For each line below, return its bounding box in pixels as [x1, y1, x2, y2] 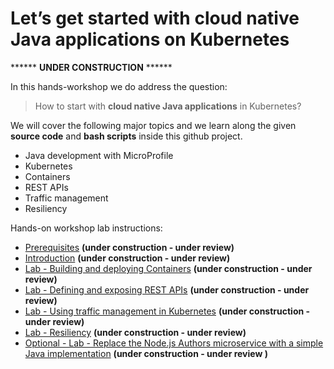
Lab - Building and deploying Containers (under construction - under [24, 262, 313, 274]
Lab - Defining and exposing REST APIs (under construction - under [24, 283, 310, 296]
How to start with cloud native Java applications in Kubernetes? [34, 100, 302, 112]
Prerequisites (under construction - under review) [24, 241, 235, 253]
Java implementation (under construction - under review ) [24, 347, 268, 359]
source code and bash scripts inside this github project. [10, 130, 243, 142]
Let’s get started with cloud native [10, 7, 300, 30]
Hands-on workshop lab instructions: [10, 222, 163, 234]
